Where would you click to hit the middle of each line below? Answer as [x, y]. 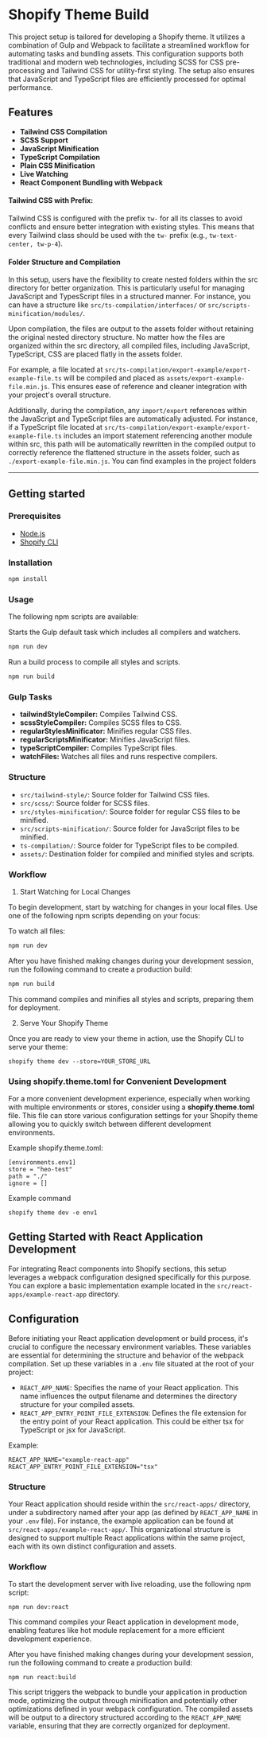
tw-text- [224, 236]
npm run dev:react [39, 1607]
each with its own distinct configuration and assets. [93, 1546]
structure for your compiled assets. [77, 1404]
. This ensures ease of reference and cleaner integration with [147, 387]
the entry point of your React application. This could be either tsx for [132, 1421]
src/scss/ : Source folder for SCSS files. [85, 803]
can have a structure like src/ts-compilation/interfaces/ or [107, 305]
